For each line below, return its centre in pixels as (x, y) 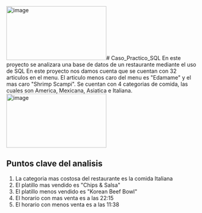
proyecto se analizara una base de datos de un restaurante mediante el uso (101, 65)
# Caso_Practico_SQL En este (144, 58)
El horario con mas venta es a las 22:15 (64, 198)
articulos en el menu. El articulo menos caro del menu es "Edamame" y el (99, 77)
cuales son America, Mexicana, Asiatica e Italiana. (69, 91)
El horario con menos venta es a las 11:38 (67, 204)
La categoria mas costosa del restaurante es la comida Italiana (94, 178)
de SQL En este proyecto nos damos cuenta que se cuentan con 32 (92, 71)
